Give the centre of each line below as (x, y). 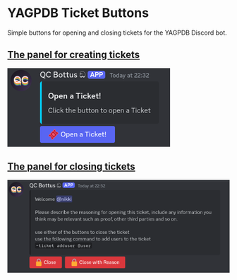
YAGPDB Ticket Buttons (78, 13)
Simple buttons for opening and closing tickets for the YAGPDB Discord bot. (117, 33)
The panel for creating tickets (74, 55)
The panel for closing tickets (71, 167)
